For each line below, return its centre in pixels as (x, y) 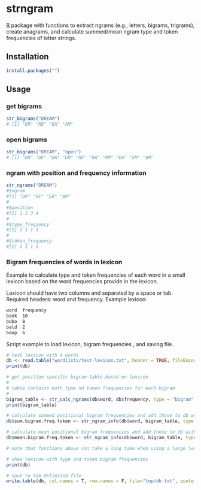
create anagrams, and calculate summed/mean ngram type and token (92, 31)
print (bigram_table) (32, 405)
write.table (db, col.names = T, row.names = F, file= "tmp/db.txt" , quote (100, 481)
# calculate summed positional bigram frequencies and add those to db (97, 416)
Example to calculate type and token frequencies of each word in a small (96, 275)
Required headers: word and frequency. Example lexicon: (77, 300)
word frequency (26, 310)
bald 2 (16, 327)
